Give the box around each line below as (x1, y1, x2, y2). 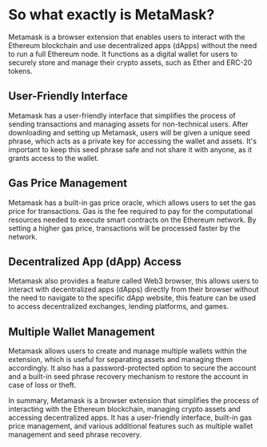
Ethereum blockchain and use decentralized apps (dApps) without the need (8, 40, 257, 50)
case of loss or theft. (8, 381, 77, 390)
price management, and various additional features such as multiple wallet (8, 421, 253, 431)
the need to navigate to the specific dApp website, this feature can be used (8, 293, 257, 303)
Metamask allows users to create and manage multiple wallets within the (8, 346, 248, 356)
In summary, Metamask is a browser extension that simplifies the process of (8, 396, 259, 405)
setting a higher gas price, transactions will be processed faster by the (8, 223, 241, 233)
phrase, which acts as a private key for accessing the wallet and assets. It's (8, 136, 257, 146)
